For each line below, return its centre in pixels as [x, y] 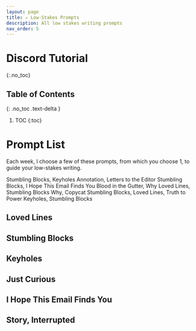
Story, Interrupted [41, 320]
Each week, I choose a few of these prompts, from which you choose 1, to [98, 161]
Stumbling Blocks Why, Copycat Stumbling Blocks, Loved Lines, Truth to [96, 192]
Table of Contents [41, 94]
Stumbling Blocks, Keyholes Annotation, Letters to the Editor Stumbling [94, 179]
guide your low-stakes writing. [44, 168]
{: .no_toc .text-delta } [33, 109]
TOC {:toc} [28, 120]
